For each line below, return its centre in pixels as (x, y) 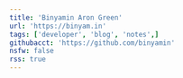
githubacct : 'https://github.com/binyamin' (92, 43)
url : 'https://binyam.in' (58, 26)
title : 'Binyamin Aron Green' (66, 17)
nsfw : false (32, 51)
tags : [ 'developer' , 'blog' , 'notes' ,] (84, 34)
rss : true (28, 59)
